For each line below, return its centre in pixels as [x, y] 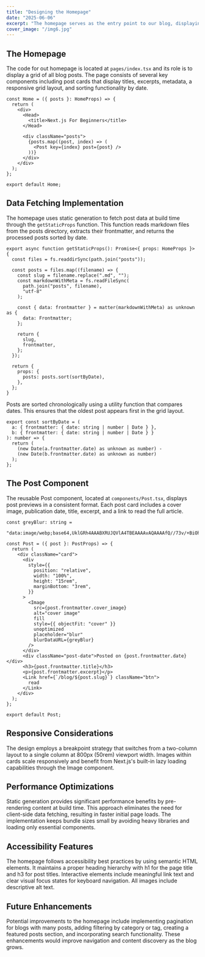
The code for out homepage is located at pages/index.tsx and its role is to [100, 68]
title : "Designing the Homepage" [49, 12]
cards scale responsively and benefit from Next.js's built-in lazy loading [96, 761]
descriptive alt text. [31, 887]
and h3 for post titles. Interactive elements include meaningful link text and [100, 875]
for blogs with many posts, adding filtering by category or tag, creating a [98, 927]
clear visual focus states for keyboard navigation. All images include [92, 881]
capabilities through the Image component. [60, 768]
